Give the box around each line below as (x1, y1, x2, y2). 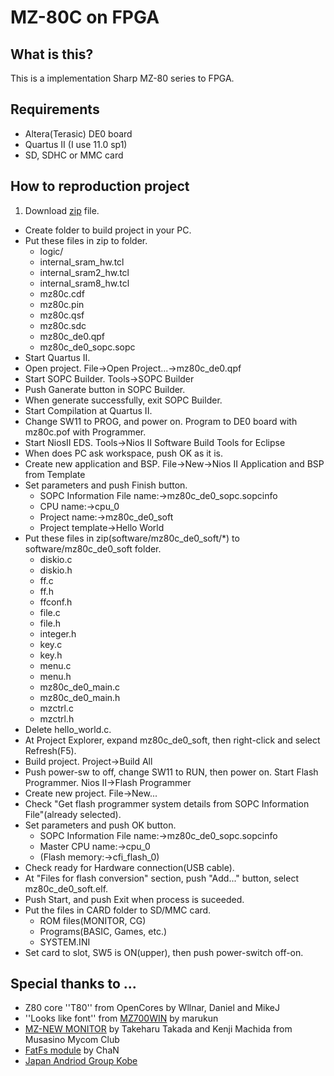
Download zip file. (24, 204, 100, 216)
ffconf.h (39, 596, 73, 608)
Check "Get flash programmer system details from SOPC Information (24, 797, 310, 810)
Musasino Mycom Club (24, 1034, 120, 1046)
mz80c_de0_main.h (39, 691, 121, 703)
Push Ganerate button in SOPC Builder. (24, 383, 186, 395)
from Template (24, 468, 86, 480)
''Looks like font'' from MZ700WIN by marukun (24, 1012, 219, 1025)
